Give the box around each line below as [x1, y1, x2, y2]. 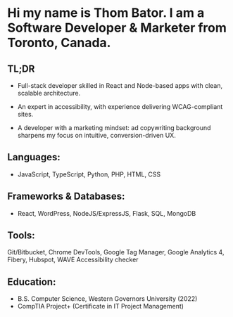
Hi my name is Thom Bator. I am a [7, 5, 205, 21]
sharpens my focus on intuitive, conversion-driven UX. [17, 131, 176, 139]
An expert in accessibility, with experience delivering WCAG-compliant [17, 103, 223, 110]
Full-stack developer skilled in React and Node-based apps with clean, [17, 82, 223, 89]
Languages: [7, 151, 61, 163]
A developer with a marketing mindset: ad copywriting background [17, 124, 211, 131]
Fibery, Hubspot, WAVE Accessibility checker [7, 255, 139, 264]
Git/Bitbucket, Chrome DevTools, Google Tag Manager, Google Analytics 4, [7, 248, 225, 257]
